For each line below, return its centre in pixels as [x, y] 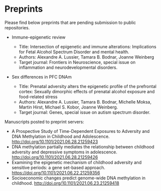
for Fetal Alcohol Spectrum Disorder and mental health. [74, 52]
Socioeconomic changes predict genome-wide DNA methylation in [79, 178]
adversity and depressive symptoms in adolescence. [64, 152]
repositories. [17, 27]
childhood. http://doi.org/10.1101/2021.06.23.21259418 [65, 183]
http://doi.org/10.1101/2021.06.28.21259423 [55, 141]
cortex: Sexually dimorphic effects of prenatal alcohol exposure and [87, 91]
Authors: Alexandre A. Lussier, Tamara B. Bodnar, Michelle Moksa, [85, 102]
